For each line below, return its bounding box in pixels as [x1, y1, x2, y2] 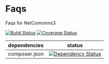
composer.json [8, 50, 44, 57]
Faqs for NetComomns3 [5, 20, 56, 26]
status [67, 42, 83, 49]
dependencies [8, 42, 44, 49]
